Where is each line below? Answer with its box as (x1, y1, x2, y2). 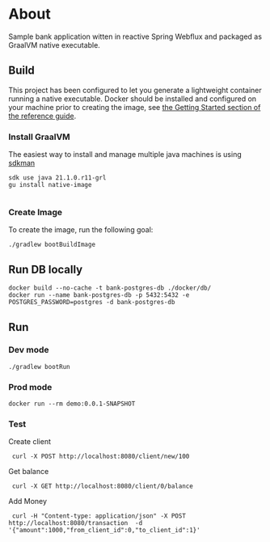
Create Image (8, 206, 63, 218)
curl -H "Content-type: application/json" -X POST (11, 512, 186, 520)
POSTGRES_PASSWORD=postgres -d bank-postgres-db (8, 299, 175, 307)
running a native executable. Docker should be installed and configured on (8, 94, 257, 104)
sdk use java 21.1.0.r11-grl (8, 174, 107, 182)
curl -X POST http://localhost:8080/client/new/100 (11, 452, 190, 461)
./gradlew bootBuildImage (8, 240, 95, 249)
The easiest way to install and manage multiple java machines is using (8, 150, 242, 159)
